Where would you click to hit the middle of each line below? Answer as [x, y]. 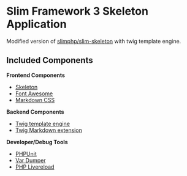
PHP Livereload [35, 167]
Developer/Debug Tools [37, 142]
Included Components [50, 60]
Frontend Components [36, 75]
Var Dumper [30, 160]
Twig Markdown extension [49, 130]
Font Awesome [34, 94]
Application [36, 24]
